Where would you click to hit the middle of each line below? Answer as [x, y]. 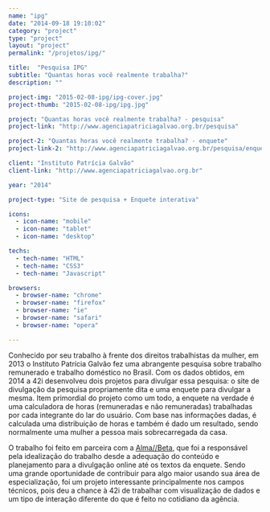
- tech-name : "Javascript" [61, 273]
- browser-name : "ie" [52, 310]
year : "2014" [30, 185]
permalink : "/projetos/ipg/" [57, 53]
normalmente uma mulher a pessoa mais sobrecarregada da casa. [118, 432]
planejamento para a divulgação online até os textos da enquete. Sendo [127, 465]
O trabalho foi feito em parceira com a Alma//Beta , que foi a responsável [128, 448]
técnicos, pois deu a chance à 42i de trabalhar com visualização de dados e [135, 490]
